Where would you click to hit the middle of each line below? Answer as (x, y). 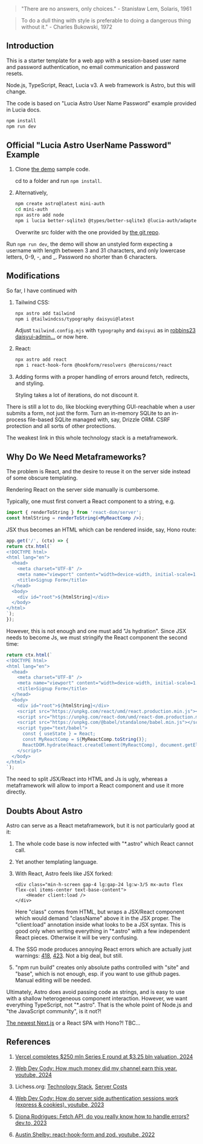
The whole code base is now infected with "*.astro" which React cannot (104, 844)
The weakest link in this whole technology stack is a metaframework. (92, 438)
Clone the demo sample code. (53, 169)
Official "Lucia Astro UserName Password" (89, 145)
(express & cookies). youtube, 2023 (60, 1105)
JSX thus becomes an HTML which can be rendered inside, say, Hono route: (101, 530)
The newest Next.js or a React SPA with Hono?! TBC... (73, 1023)
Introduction (30, 46)
